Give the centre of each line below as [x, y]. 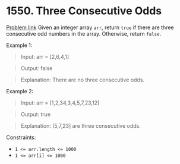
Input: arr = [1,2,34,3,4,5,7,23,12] [60, 103]
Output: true [36, 114]
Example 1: [19, 45]
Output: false [37, 68]
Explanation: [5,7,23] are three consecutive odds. [81, 125]
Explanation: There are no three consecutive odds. [82, 80]
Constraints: [21, 137]
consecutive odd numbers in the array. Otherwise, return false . [84, 33]
